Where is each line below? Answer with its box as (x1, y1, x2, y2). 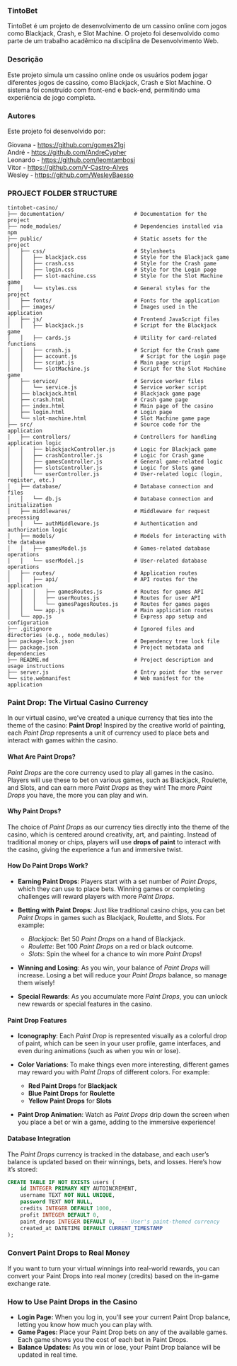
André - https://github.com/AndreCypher (7, 148, 127, 156)
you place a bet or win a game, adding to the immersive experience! (17, 1118, 216, 1127)
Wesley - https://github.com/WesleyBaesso (7, 171, 134, 179)
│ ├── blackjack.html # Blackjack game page (7, 390, 201, 398)
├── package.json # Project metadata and (7, 644, 204, 651)
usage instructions (7, 662, 65, 670)
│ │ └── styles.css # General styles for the (7, 285, 211, 292)
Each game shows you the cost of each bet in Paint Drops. (17, 1335, 189, 1343)
